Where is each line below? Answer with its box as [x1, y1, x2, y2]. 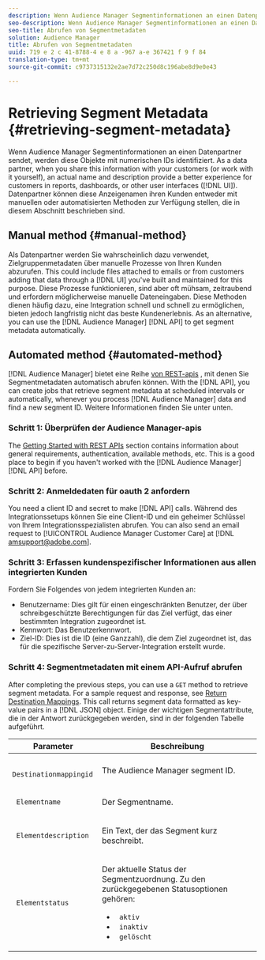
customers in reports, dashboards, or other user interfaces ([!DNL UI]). [8, 180, 238, 190]
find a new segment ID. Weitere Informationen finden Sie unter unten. [8, 403, 233, 412]
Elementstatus [16, 898, 69, 907]
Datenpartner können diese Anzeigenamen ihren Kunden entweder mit [8, 189, 238, 198]
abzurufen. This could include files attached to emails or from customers [8, 266, 244, 276]
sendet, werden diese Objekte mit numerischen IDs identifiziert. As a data [8, 155, 248, 164]
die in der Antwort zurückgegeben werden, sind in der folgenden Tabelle [8, 713, 244, 723]
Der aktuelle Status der [101, 864, 187, 875]
